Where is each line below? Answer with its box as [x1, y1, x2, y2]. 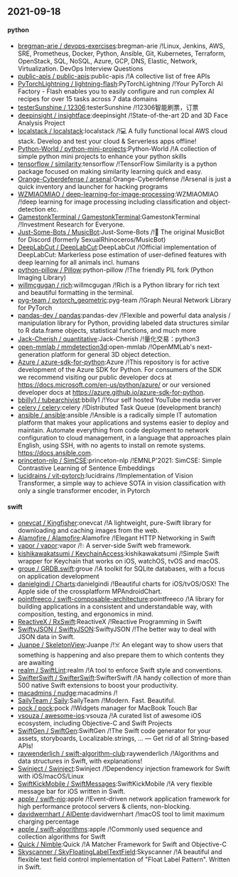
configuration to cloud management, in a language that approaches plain [17, 433, 231, 442]
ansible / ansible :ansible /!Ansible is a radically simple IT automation [17, 410, 217, 419]
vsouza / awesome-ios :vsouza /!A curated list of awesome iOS [17, 711, 202, 720]
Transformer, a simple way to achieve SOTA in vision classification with [17, 479, 226, 487]
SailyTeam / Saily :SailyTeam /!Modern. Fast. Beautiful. [17, 696, 175, 705]
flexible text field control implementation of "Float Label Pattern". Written [17, 855, 231, 863]
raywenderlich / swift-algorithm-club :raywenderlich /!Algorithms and [17, 749, 219, 757]
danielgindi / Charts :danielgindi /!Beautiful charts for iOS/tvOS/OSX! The [17, 579, 229, 588]
